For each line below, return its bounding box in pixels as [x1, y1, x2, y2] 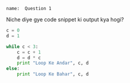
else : [6, 66, 20, 72]
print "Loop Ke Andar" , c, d [17, 60, 89, 66]
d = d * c [17, 55, 42, 60]
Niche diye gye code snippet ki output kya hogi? [6, 16, 124, 23]
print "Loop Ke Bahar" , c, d [17, 71, 89, 77]
